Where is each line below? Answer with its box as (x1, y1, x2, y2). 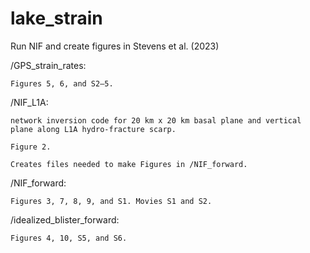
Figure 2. (10, 142, 52, 152)
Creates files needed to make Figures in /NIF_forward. (10, 159, 248, 169)
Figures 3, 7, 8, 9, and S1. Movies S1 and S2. (10, 196, 213, 206)
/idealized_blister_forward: (10, 213, 120, 226)
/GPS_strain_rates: (10, 59, 87, 71)
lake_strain (10, 7, 103, 30)
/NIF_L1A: (10, 96, 49, 108)
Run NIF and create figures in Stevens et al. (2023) (10, 40, 220, 52)
